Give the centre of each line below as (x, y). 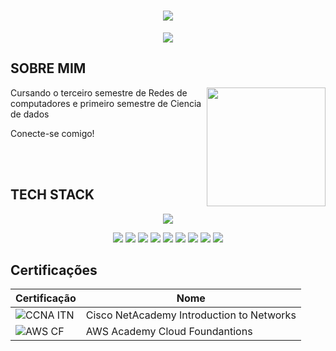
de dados (30, 114)
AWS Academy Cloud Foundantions (169, 332)
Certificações (54, 270)
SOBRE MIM (48, 68)
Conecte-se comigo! (52, 133)
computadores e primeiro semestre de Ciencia (106, 103)
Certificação (46, 298)
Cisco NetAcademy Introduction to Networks (191, 315)
